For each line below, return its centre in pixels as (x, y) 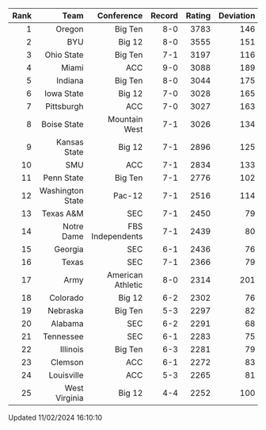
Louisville (66, 375)
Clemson (67, 362)
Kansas (70, 142)
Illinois (72, 349)
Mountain (125, 119)
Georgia (69, 249)
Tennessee (63, 336)
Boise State (63, 124)
